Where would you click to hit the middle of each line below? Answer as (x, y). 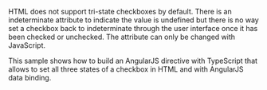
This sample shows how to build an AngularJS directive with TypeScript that (133, 61)
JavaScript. (27, 45)
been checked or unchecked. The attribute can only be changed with (122, 37)
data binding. (30, 78)
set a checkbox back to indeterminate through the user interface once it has (133, 28)
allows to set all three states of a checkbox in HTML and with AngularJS (126, 69)
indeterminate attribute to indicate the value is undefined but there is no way (133, 20)
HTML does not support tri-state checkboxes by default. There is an (120, 12)
